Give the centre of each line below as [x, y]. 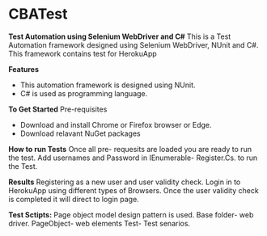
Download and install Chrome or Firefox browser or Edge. [116, 124]
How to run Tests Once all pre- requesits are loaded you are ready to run [130, 149]
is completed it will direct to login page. [74, 199]
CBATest [38, 14]
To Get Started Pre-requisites [58, 109]
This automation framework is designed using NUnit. [108, 85]
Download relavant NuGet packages [80, 133]
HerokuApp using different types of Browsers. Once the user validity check [133, 190]
